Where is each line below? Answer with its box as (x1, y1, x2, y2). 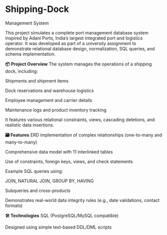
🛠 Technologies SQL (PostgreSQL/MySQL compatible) (5, 212, 119, 218)
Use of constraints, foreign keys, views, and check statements (5, 158, 133, 164)
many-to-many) (5, 139, 37, 145)
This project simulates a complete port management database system (5, 29, 149, 35)
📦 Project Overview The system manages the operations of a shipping (5, 61, 152, 67)
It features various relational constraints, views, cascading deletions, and (5, 116, 155, 122)
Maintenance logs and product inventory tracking (5, 106, 107, 113)
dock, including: (5, 68, 38, 74)
